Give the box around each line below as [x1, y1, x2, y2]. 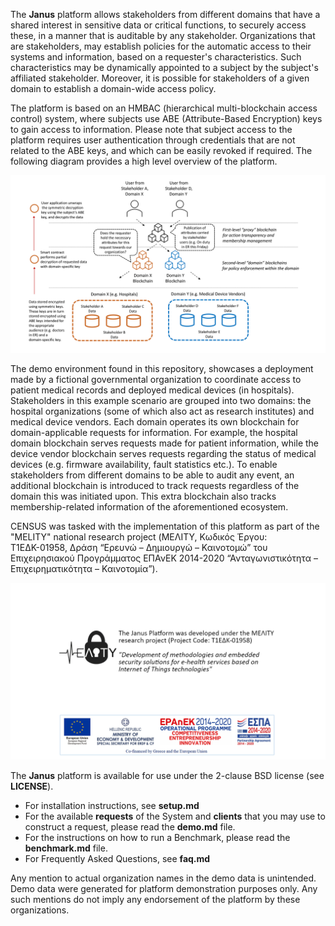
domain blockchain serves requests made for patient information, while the [10, 437, 320, 449]
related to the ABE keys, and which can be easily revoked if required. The [10, 145, 313, 156]
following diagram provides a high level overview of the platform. [10, 155, 278, 167]
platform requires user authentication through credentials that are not [10, 134, 296, 146]
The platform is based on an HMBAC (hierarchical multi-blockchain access [10, 102, 318, 114]
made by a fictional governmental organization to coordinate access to [10, 373, 302, 385]
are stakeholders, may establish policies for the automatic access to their [10, 40, 312, 52]
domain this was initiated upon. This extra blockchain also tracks [10, 490, 277, 502]
